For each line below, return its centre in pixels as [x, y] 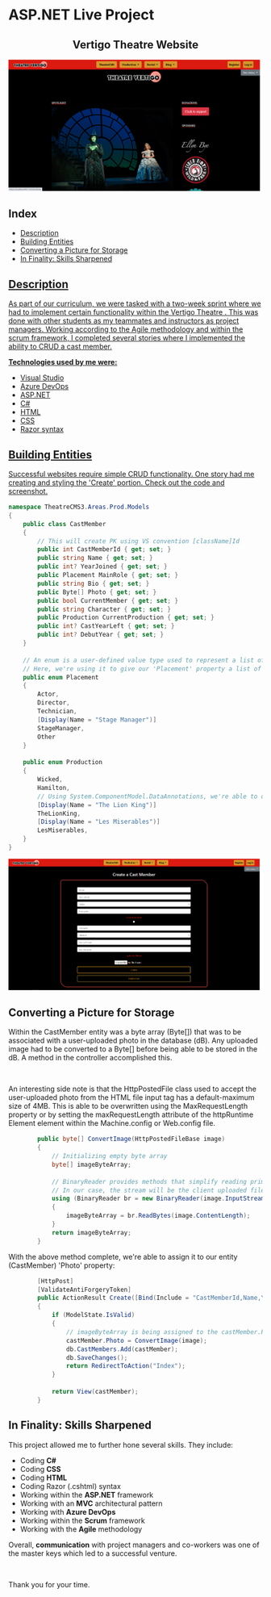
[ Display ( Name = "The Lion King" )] [97, 805]
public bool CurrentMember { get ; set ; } [108, 600]
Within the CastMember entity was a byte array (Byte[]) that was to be [125, 1032]
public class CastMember [65, 524]
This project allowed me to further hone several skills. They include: [121, 1444]
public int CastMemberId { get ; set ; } [104, 550]
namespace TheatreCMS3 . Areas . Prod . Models [79, 507]
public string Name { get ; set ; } [95, 558]
